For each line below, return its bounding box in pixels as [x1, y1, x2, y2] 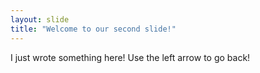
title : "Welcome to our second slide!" [10, 24, 177, 34]
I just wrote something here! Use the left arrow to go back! [10, 51, 251, 63]
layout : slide [10, 14, 70, 25]
